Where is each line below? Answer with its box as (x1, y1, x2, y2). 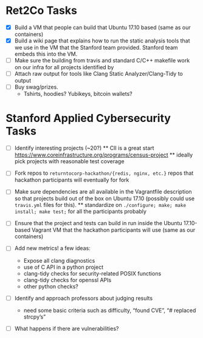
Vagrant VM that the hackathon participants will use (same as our (32, 226, 196, 234)
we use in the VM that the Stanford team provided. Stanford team (14, 44, 178, 52)
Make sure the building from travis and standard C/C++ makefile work (14, 57, 190, 64)
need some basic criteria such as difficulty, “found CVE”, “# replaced (23, 306, 196, 314)
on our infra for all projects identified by (14, 64, 114, 71)
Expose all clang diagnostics (23, 257, 95, 264)
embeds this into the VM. (14, 50, 78, 58)
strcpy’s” (23, 313, 46, 320)
